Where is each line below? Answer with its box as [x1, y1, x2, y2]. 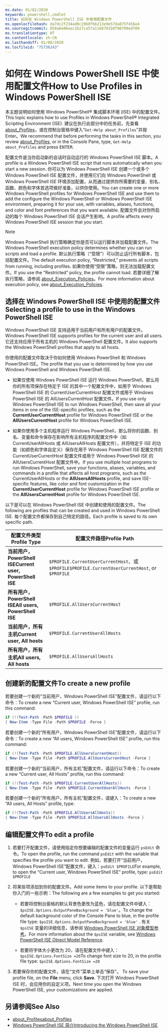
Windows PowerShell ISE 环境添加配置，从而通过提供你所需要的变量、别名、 [5, 178, 163, 184]
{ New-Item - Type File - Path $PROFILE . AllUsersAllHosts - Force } [5, 815, 144, 820]
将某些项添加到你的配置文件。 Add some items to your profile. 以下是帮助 [12, 884, 162, 889]
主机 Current [7, 631, 36, 638]
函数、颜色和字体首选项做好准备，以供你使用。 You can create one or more [5, 184, 159, 191]
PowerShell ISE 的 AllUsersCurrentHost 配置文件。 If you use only [12, 396, 146, 402]
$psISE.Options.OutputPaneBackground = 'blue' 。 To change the [19, 907, 152, 913]
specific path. [5, 519, 33, 525]
